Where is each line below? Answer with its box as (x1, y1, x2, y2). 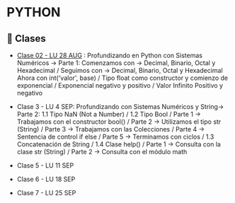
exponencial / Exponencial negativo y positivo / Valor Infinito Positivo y (16, 81, 224, 89)
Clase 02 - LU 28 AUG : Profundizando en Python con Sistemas (16, 51, 203, 59)
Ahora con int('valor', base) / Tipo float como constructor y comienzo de (16, 74, 228, 82)
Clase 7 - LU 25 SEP (16, 189, 76, 197)
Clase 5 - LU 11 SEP (16, 161, 74, 170)
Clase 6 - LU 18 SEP (16, 175, 76, 183)
